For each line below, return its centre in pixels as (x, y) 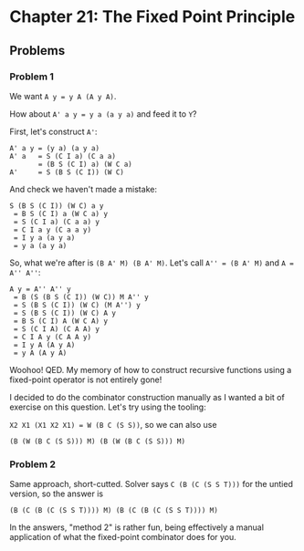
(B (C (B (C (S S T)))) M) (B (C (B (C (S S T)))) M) (114, 511)
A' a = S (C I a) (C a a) (63, 156)
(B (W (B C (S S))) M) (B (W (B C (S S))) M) (97, 441)
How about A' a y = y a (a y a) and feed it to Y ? (103, 114)
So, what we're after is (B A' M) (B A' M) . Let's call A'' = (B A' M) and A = (152, 263)
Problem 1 (32, 77)
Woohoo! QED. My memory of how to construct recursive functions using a (151, 369)
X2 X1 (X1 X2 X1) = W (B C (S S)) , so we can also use (113, 424)
